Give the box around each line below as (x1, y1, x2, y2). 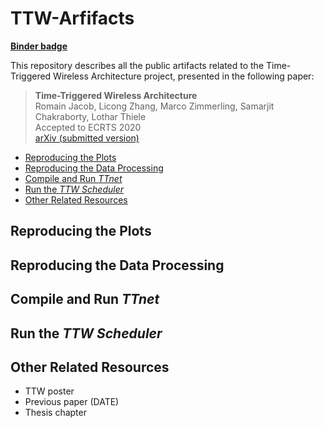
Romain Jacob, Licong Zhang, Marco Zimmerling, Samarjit (34, 100, 275, 112)
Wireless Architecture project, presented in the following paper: (53, 70, 315, 82)
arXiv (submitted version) (34, 132, 140, 144)
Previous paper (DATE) (24, 396, 120, 408)
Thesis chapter (24, 407, 87, 419)
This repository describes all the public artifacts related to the (10, 59, 265, 71)
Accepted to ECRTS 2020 (34, 121, 142, 133)
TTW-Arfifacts (10, 7, 135, 30)
